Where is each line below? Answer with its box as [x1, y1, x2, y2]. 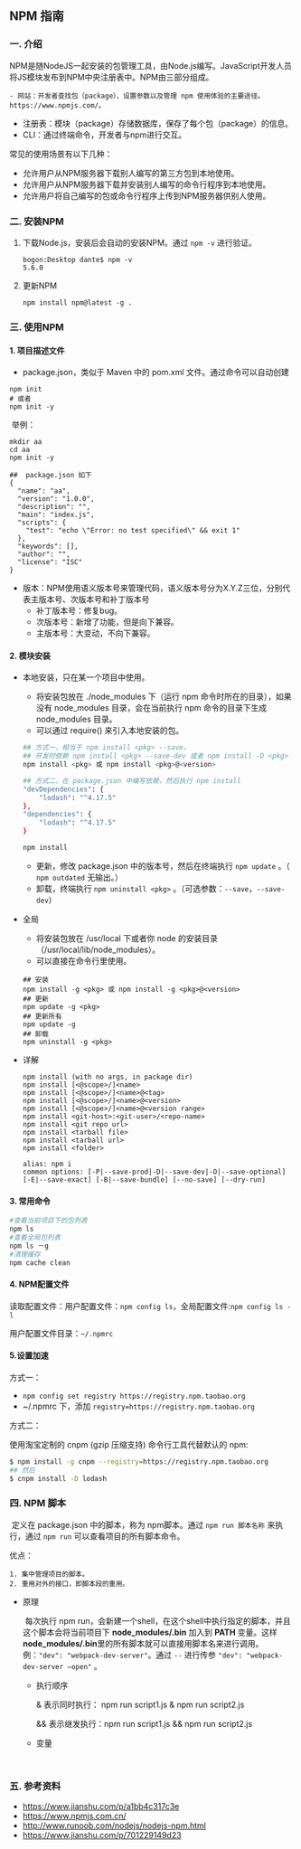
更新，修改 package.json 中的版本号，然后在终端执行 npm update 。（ [35, 860, 291, 871]
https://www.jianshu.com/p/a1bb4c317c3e [22, 1801, 180, 1812]
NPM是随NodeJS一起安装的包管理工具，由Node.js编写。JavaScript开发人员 [9, 60, 292, 71]
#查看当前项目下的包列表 [9, 1216, 88, 1225]
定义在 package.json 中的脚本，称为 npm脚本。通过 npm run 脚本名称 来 [11, 1519, 276, 1530]
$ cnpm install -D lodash [9, 1474, 107, 1483]
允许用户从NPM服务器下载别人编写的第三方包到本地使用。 [22, 167, 240, 178]
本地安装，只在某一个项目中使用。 [22, 672, 150, 683]
